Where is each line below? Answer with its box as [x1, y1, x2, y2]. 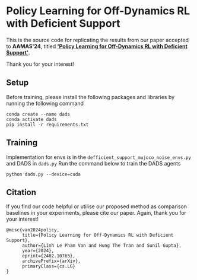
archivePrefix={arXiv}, [21, 258, 81, 265]
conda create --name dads [6, 111, 70, 117]
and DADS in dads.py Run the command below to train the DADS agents [6, 160, 181, 167]
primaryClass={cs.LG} [21, 263, 76, 269]
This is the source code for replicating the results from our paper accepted [6, 36, 189, 43]
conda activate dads [6, 116, 58, 122]
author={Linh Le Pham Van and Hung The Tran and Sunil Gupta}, [21, 243, 182, 249]
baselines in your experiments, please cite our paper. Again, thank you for [6, 209, 187, 217]
